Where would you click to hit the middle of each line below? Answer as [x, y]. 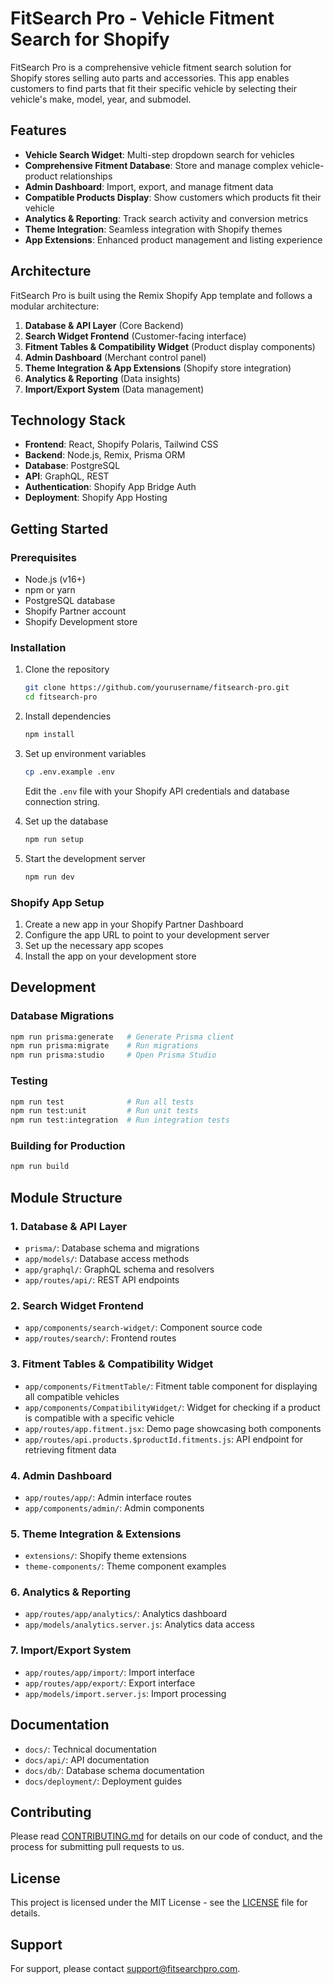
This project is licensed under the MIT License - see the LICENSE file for [159, 1903]
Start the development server [85, 858]
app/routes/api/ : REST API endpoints [102, 1280]
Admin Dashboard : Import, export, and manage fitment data [149, 186]
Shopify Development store [81, 622]
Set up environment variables [85, 753]
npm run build [40, 1167]
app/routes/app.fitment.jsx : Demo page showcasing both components [173, 1428]
